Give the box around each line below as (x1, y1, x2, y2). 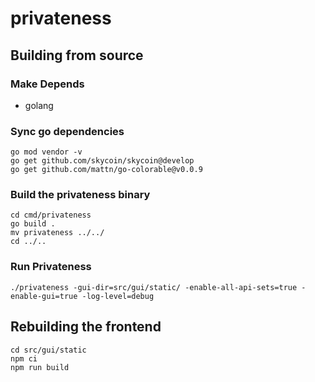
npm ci (10, 353, 38, 364)
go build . (10, 219, 56, 229)
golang (24, 99, 54, 111)
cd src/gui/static (10, 345, 87, 355)
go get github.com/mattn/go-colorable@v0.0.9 (10, 165, 203, 175)
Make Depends (10, 77, 85, 91)
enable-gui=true (10, 291, 78, 301)
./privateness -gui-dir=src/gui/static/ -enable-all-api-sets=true (10, 282, 298, 292)
